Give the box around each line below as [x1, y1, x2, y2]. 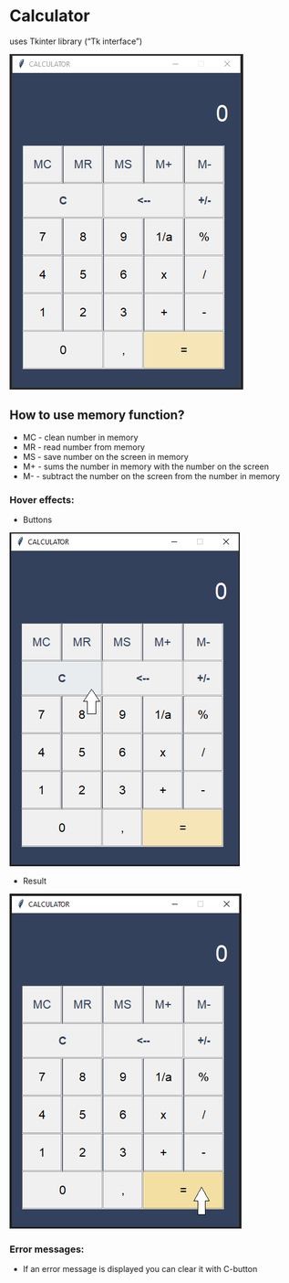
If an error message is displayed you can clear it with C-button [22, 1264, 258, 1275]
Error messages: [9, 1243, 85, 1256]
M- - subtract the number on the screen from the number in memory [22, 470, 281, 481]
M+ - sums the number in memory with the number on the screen [22, 461, 269, 472]
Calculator [9, 5, 90, 27]
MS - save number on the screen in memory [22, 451, 189, 462]
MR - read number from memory [22, 441, 146, 453]
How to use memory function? [9, 408, 185, 423]
